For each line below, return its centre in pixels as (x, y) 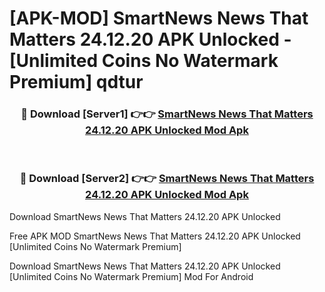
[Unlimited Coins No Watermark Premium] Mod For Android (131, 276)
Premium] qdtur (76, 82)
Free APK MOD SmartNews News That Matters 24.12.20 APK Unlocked (155, 236)
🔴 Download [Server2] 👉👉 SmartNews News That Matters (167, 179)
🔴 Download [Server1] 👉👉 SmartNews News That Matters (167, 114)
